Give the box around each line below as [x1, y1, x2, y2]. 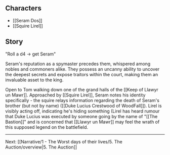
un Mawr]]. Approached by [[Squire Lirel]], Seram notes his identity [5, 92, 146, 98]
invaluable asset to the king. [5, 77, 64, 83]
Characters [5, 4, 41, 13]
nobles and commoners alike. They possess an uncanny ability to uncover [5, 66, 160, 72]
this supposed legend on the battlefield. [5, 124, 89, 130]
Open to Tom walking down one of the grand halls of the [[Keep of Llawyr [5, 86, 158, 92]
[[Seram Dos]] [12, 17, 42, 23]
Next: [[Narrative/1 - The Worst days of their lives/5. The [5, 138, 122, 144]
